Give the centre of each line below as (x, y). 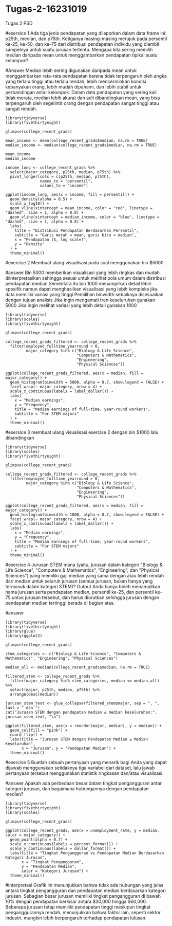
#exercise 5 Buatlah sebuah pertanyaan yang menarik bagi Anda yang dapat (86, 762)
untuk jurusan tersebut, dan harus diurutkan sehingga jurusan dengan (86, 597)
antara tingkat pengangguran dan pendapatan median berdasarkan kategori (85, 891)
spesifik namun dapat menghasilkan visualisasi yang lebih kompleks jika (82, 289)
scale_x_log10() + (30, 204)
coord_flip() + (26, 735)
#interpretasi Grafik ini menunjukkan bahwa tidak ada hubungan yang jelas (84, 885)
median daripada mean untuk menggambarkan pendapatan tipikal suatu (82, 55)
